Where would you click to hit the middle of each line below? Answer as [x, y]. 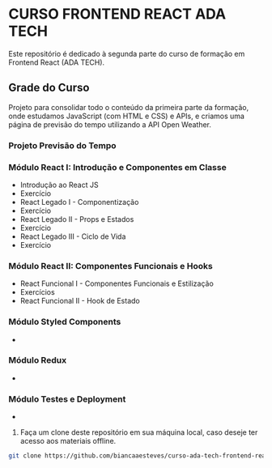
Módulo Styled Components [65, 322]
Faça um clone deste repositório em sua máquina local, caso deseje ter [139, 432]
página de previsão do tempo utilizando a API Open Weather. [110, 124]
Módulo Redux [38, 360]
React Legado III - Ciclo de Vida [73, 236]
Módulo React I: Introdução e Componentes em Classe [117, 167]
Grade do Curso [49, 88]
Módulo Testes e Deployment [67, 399]
